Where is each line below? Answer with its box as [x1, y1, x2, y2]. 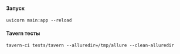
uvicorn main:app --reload [6, 17, 72, 23]
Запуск [6, 5, 25, 12]
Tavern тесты [6, 30, 40, 37]
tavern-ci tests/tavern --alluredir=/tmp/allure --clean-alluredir [6, 42, 175, 49]
